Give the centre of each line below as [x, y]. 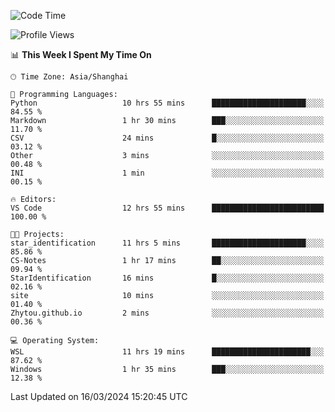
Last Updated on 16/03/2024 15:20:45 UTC [99, 396]
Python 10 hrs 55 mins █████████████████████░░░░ [167, 103]
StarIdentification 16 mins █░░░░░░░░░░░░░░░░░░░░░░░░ [167, 278]
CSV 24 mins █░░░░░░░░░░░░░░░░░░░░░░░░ [167, 138]
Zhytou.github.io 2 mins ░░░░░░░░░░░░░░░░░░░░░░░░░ [167, 313]
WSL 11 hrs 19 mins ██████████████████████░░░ [167, 352]
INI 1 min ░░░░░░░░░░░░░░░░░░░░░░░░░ [167, 173]
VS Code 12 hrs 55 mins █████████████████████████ [167, 208]
